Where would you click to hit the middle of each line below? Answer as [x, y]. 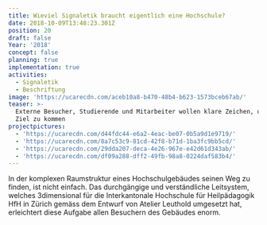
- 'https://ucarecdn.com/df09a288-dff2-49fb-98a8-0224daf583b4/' [126, 156]
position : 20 [30, 30]
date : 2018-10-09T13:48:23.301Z [62, 23]
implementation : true [44, 68]
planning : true [33, 60]
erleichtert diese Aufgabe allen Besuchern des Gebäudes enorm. [114, 212]
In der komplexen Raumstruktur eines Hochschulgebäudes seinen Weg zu [129, 179]
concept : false [33, 52]
